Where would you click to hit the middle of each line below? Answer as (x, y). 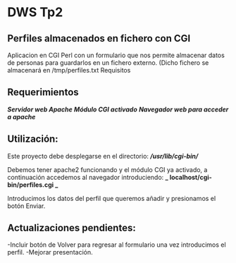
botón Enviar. (26, 206)
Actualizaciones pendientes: (72, 228)
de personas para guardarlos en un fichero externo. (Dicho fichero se (108, 63)
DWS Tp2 (35, 12)
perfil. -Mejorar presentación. (50, 252)
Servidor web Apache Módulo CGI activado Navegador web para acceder (118, 109)
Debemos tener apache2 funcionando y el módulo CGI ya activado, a (107, 169)
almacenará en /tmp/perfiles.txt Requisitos (69, 70)
